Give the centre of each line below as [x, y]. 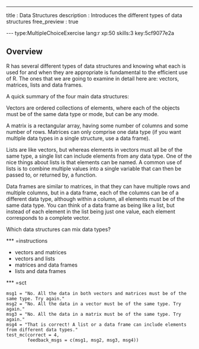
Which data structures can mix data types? [58, 229]
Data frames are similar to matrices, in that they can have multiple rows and [98, 186]
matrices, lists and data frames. [44, 85]
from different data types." [42, 329]
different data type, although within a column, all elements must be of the [95, 198]
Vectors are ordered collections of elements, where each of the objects [93, 108]
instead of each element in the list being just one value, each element [91, 212]
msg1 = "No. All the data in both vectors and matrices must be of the [96, 293]
